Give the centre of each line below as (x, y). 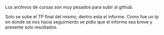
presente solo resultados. (32, 27)
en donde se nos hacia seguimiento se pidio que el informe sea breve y (79, 22)
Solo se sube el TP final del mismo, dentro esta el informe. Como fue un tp (82, 17)
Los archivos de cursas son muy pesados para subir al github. (69, 7)
